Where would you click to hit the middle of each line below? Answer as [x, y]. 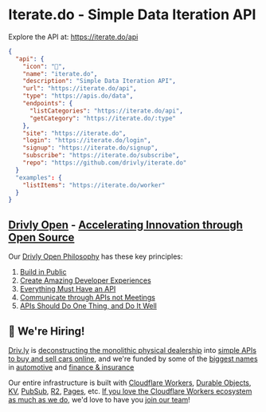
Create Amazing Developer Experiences [85, 280]
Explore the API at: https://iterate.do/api [73, 37]
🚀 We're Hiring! [47, 331]
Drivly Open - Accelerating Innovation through [125, 225]
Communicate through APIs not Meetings [87, 298]
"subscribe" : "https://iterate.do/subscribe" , [101, 156]
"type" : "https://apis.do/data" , [78, 96]
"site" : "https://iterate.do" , [74, 133]
